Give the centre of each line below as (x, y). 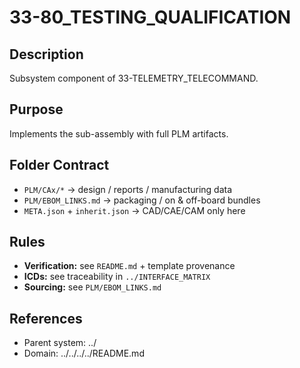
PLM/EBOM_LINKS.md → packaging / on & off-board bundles (142, 200)
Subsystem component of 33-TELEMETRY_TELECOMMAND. (134, 78)
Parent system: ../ (60, 343)
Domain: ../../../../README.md (84, 353)
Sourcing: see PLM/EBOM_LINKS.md (92, 287)
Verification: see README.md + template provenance (129, 266)
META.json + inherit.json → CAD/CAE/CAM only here (134, 210)
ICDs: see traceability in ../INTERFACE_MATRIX (117, 277)
